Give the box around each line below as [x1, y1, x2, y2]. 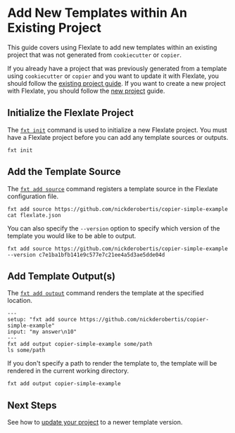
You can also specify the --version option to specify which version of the [7, 224, 220, 233]
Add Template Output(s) [7, 270, 116, 282]
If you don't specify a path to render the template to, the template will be [7, 359, 217, 368]
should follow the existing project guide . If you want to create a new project [7, 79, 226, 87]
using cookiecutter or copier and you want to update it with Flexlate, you [7, 72, 220, 80]
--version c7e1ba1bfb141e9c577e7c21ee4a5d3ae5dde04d [7, 251, 165, 258]
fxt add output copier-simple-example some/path [7, 341, 153, 348]
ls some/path [7, 347, 46, 354]
